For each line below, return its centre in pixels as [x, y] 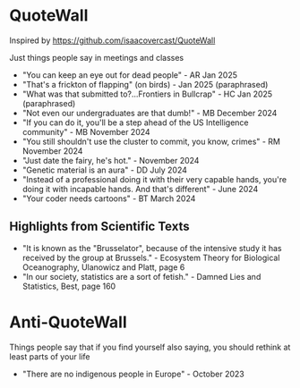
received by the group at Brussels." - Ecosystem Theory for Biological [151, 257]
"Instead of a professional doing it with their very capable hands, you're [154, 179]
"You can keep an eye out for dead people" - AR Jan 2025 [129, 75]
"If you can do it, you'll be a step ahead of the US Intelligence [135, 122]
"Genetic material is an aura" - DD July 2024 [105, 170]
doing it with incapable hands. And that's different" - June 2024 [140, 189]
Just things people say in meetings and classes [97, 57]
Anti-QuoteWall [68, 322]
